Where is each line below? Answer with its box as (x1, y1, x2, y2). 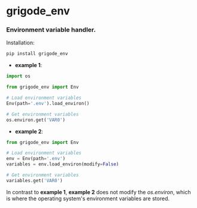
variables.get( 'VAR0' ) (6, 177, 63, 183)
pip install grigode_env (6, 51, 68, 57)
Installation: (6, 39, 35, 46)
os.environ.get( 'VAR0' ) (6, 117, 66, 123)
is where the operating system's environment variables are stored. (6, 195, 169, 202)
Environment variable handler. (6, 26, 96, 34)
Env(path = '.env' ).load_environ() (6, 100, 90, 106)
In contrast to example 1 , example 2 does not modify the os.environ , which (6, 188, 192, 195)
